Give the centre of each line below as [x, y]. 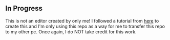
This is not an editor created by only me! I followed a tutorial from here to [82, 21]
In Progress [24, 8]
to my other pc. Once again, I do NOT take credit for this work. [71, 32]
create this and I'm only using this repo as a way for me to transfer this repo [85, 26]
